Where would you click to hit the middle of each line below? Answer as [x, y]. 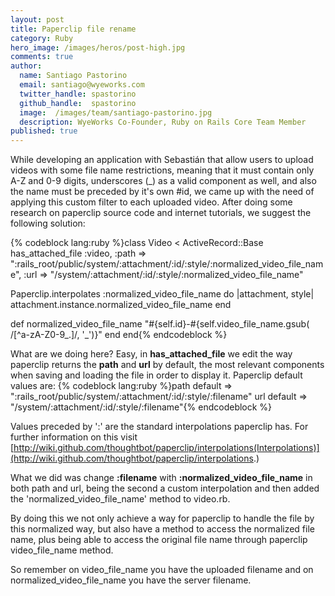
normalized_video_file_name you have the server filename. [131, 580]
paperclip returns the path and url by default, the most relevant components [167, 365]
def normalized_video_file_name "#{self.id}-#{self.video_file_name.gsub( [160, 324]
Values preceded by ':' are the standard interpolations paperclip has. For [159, 427]
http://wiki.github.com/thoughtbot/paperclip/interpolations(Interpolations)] [166, 448]
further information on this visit [74, 437]
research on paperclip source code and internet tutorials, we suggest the [161, 213]
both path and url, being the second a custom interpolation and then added [165, 488]
